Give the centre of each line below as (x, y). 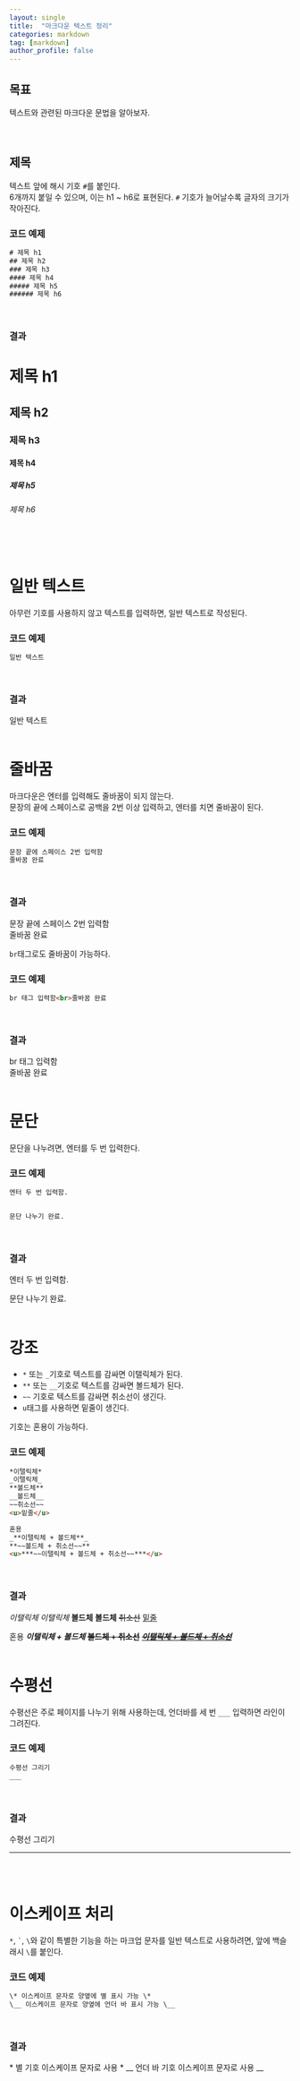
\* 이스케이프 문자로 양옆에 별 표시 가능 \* (80, 1996)
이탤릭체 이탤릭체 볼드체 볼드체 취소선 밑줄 (83, 1617)
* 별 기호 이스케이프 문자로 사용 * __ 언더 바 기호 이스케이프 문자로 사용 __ (137, 2068)
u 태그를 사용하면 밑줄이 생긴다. (75, 1408)
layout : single (37, 17)
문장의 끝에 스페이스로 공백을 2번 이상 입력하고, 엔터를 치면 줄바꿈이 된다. (137, 808)
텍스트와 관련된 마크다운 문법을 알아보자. (79, 112)
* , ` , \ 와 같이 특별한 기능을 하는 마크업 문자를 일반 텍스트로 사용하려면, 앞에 (140, 1940)
